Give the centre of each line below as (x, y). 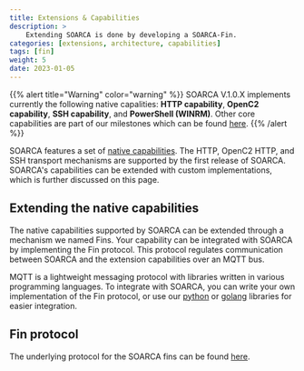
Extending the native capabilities (104, 209)
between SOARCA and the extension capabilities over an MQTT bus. (137, 259)
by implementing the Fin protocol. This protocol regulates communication (147, 249)
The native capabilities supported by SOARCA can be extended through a (147, 230)
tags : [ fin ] (32, 52)
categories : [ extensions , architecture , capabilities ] (115, 43)
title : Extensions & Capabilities (75, 18)
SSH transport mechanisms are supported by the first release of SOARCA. (147, 160)
